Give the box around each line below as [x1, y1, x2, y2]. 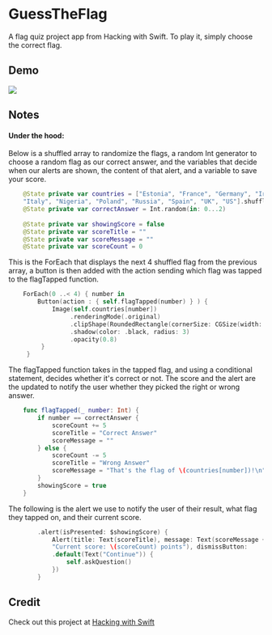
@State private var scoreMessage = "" [23, 235, 154, 243]
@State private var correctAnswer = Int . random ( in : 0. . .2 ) [23, 205, 227, 214]
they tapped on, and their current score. [8, 512, 142, 522]
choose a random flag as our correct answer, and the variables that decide [8, 157, 257, 167]
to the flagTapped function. [8, 274, 100, 284]
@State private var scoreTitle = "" [23, 227, 147, 235]
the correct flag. [8, 40, 62, 49]
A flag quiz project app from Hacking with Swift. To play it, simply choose [8, 32, 253, 41]
